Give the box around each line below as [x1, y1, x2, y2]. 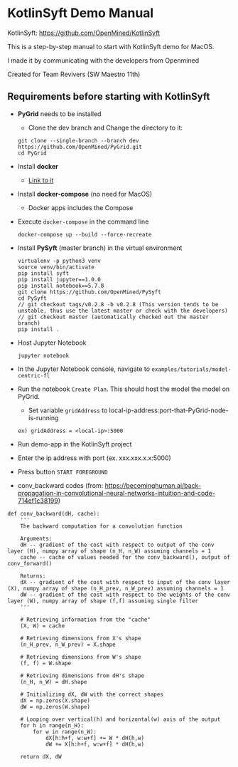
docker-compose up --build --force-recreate [17, 231, 152, 238]
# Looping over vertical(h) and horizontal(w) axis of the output [20, 716, 221, 723]
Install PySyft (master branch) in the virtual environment [17, 244, 183, 252]
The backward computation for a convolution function [20, 522, 183, 530]
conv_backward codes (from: [17, 481, 104, 489]
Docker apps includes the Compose [28, 203, 134, 212]
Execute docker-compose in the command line [17, 217, 149, 226]
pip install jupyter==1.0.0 [17, 276, 101, 283]
